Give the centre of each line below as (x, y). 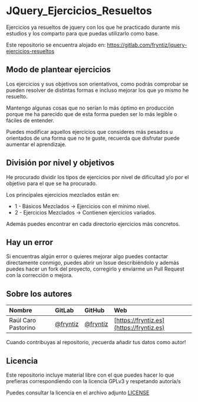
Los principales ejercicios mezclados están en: (63, 195)
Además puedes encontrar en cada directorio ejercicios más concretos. (93, 224)
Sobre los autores (39, 294)
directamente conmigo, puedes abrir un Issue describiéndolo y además (93, 263)
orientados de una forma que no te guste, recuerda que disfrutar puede (93, 138)
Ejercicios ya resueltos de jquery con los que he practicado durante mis (93, 27)
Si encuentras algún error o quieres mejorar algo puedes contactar (87, 256)
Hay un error (29, 242)
